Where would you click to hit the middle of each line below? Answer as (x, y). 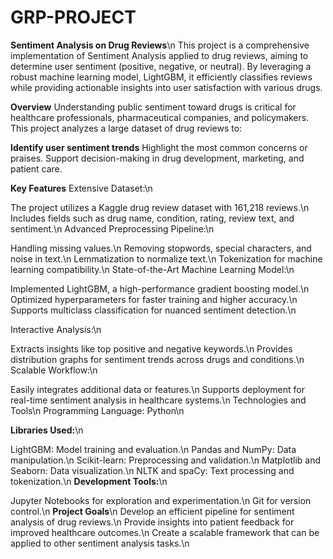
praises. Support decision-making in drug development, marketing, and (157, 158)
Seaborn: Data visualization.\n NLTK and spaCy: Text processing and (152, 470)
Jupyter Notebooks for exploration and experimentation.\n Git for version (161, 500)
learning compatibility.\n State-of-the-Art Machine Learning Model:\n (152, 269)
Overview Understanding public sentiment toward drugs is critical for (153, 107)
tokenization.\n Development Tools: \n (89, 481)
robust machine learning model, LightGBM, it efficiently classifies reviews (161, 77)
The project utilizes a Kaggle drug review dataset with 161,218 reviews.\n (160, 207)
